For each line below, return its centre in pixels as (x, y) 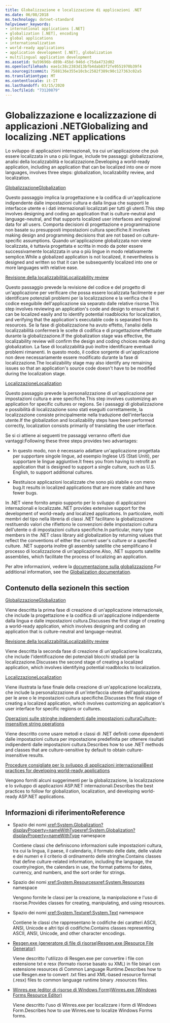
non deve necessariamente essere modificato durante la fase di (72, 357)
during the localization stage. (36, 374)
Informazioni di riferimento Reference (65, 813)
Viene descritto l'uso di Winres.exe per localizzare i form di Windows (84, 1005)
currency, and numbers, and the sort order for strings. (69, 872)
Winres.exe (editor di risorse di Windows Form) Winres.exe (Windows (84, 990)
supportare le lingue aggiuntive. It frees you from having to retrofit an (84, 461)
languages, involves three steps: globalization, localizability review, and (80, 173)
